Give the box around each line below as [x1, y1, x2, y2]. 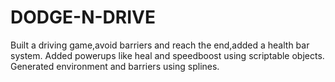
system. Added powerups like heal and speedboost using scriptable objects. [10, 49, 325, 61]
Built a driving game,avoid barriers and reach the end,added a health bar [10, 39, 310, 51]
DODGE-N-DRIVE [10, 6, 156, 29]
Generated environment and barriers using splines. [10, 60, 220, 72]
